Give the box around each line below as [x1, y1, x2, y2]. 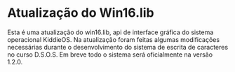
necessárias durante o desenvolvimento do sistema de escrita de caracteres [7, 43, 229, 51]
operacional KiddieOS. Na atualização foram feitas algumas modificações [7, 35, 220, 43]
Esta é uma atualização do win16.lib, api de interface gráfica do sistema [7, 28, 214, 36]
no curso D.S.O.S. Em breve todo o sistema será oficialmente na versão [7, 50, 213, 59]
